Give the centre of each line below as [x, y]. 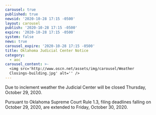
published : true [22, 14]
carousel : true [21, 10]
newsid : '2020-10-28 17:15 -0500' [40, 19]
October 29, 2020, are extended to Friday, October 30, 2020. [67, 107]
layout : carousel [23, 23]
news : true [16, 42]
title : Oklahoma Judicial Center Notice [47, 50]
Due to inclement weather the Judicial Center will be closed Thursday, [76, 87]
